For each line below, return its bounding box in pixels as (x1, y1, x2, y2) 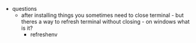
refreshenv (30, 31, 58, 38)
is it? (21, 24, 33, 31)
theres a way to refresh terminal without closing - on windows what (21, 18, 190, 25)
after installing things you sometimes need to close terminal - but (21, 12, 184, 19)
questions (12, 5, 38, 12)
